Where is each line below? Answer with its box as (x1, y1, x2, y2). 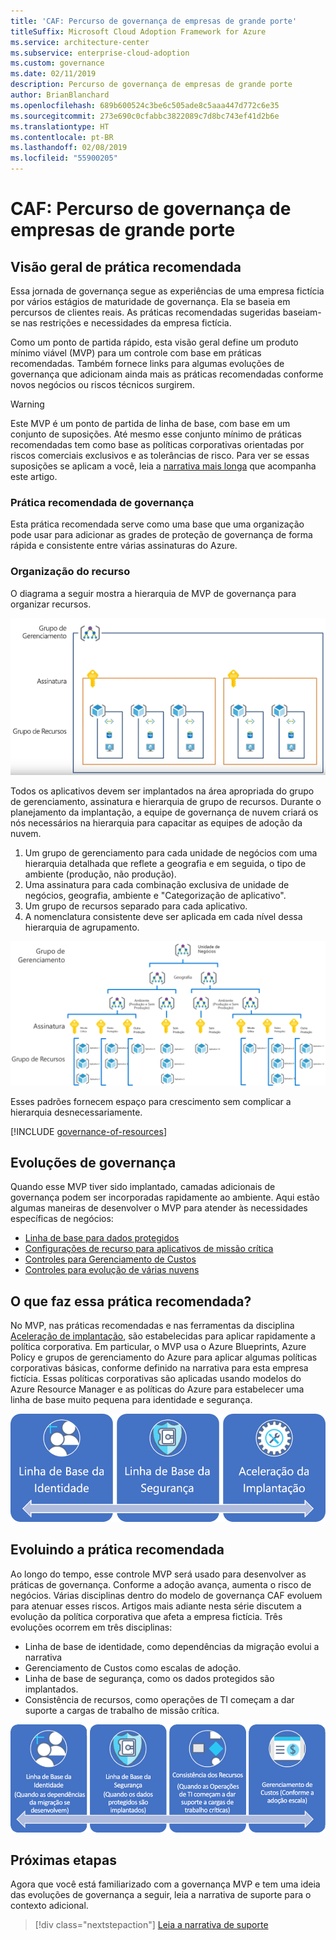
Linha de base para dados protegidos (24, 1232, 180, 1244)
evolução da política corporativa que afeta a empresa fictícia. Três (10, 1610, 283, 1622)
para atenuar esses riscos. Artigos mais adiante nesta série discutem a (10, 1600, 302, 1612)
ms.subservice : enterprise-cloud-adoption (10, 48, 190, 58)
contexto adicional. (10, 1900, 89, 1912)
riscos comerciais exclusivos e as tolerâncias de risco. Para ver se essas (10, 450, 310, 461)
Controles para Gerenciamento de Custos (24, 1253, 197, 1265)
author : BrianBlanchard (10, 90, 110, 100)
